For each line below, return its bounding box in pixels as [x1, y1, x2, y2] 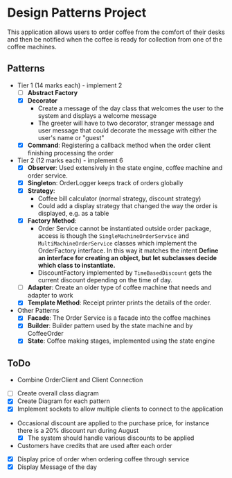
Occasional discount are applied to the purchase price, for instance [17, 418, 210, 427]
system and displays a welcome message [37, 111, 157, 119]
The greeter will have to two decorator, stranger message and [37, 119, 215, 127]
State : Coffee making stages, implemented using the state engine [27, 336, 215, 345]
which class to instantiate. [37, 262, 116, 270]
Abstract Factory [27, 88, 78, 96]
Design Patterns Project [7, 5, 147, 21]
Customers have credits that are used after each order [17, 441, 172, 450]
